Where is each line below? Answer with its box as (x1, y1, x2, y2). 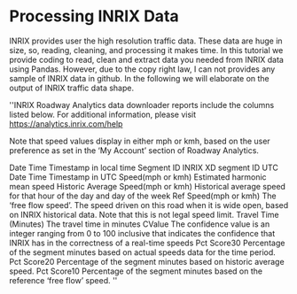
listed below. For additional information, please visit (9, 109, 197, 120)
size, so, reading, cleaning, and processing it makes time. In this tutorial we (9, 44, 284, 55)
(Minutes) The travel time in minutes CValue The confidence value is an (9, 219, 270, 229)
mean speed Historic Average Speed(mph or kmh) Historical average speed (9, 181, 286, 191)
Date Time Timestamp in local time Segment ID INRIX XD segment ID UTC (9, 162, 279, 173)
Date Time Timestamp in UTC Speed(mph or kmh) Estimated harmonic (9, 171, 268, 182)
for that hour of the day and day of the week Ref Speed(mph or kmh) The (9, 190, 277, 201)
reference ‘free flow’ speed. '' (9, 275, 118, 285)
